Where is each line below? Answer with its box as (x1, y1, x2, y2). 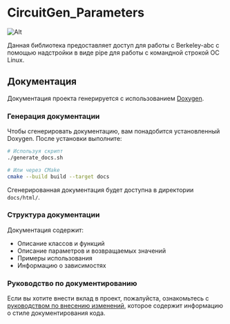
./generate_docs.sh (7, 154, 64, 161)
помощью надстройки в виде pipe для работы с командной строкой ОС (7, 48, 220, 57)
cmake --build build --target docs (7, 173, 110, 180)
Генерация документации (7, 111, 100, 121)
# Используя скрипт (7, 148, 64, 155)
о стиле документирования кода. (7, 309, 106, 317)
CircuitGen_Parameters (7, 5, 145, 21)
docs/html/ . (7, 193, 40, 201)
